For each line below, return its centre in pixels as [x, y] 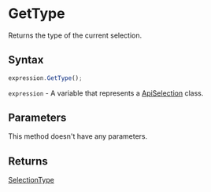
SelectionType [31, 180]
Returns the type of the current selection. [75, 35]
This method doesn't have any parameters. [78, 136]
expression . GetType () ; [45, 78]
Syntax [26, 60]
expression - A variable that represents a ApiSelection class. [106, 93]
